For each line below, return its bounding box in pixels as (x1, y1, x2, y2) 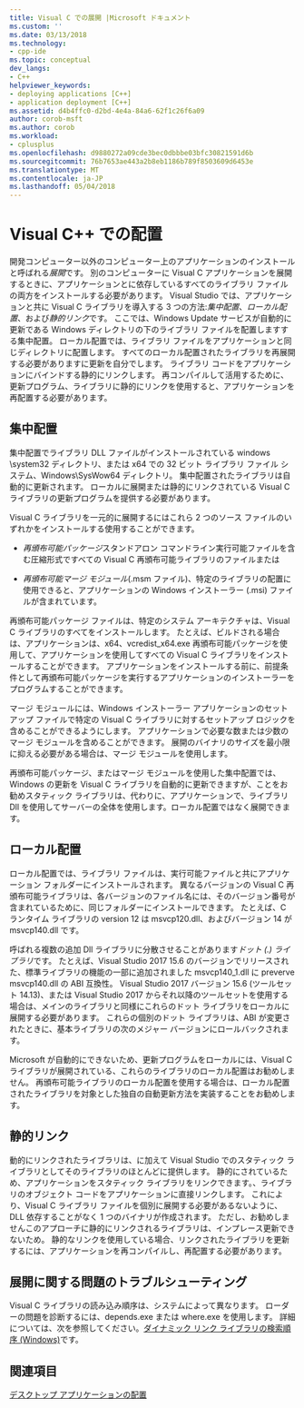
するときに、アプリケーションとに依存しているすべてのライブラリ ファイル (9, 279, 289, 290)
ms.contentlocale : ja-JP (9, 174, 103, 183)
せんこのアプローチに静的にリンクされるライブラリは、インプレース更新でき (9, 1223, 295, 1234)
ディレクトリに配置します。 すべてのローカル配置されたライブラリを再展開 (16, 347, 297, 358)
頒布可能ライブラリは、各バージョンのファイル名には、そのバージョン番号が (9, 890, 296, 901)
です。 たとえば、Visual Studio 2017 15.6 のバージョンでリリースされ (33, 955, 289, 966)
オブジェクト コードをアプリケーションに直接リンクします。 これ (25, 1188, 268, 1199)
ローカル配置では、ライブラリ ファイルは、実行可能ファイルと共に (9, 868, 259, 878)
